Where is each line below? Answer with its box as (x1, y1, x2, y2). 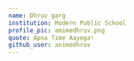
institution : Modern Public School (8, 19, 127, 27)
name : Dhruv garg (8, 11, 66, 20)
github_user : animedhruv (8, 41, 91, 49)
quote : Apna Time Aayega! (8, 33, 94, 42)
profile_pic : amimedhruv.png (8, 26, 105, 34)
